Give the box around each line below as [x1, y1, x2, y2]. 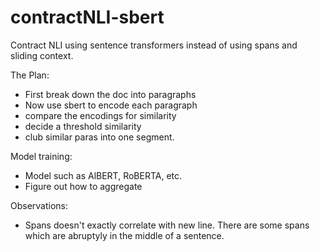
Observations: [10, 199, 69, 211]
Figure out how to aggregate [24, 180, 143, 192]
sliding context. [10, 49, 74, 61]
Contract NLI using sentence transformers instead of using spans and [10, 39, 298, 51]
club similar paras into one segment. [24, 131, 175, 143]
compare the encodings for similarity [24, 109, 177, 121]
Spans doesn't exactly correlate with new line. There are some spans [24, 219, 310, 231]
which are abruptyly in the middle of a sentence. [24, 229, 225, 241]
